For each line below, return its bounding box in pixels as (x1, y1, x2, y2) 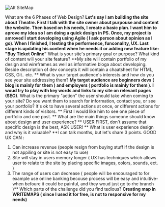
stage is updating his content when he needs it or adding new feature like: (5, 46, 159, 51)
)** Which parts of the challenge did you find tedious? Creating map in (12, 186, 156, 192)
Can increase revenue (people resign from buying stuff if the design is (12, 144, 155, 150)
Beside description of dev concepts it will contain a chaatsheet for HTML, (5, 67, 154, 72)
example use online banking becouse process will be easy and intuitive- (12, 175, 158, 181)
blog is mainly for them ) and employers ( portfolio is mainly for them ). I (5, 82, 154, 88)
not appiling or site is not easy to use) (12, 149, 88, 155)
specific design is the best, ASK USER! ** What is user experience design (5, 124, 154, 130)
